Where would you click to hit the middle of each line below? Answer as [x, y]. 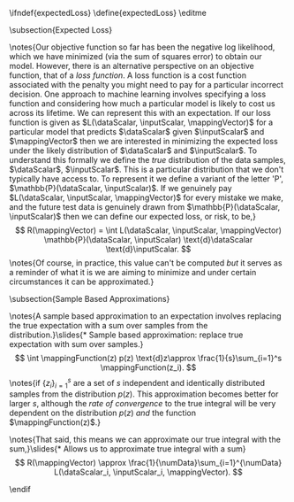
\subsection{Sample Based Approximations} [90, 299]
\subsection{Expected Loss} [61, 30]
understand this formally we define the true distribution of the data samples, [147, 160]
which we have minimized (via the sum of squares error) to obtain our [136, 56]
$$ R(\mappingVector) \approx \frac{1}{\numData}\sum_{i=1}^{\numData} [148, 463]
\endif [20, 490]
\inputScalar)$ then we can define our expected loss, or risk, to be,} [132, 216]
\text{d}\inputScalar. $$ [148, 249]
